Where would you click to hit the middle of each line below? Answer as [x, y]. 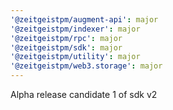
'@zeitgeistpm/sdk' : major [66, 47]
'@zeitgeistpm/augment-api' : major [84, 19]
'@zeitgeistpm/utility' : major [75, 57]
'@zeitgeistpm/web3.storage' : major [86, 66]
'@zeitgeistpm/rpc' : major [66, 38]
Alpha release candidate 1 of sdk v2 [84, 94]
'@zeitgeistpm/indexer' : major [75, 29]
